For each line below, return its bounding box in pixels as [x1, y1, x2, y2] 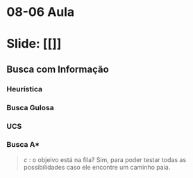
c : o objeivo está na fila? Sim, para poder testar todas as [23, 155, 187, 163]
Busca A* [6, 140, 40, 150]
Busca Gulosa [6, 103, 54, 112]
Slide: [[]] [6, 36, 62, 52]
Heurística [6, 84, 43, 94]
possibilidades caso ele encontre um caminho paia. [23, 163, 171, 171]
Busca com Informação [6, 63, 109, 75]
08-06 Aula [6, 4, 75, 20]
